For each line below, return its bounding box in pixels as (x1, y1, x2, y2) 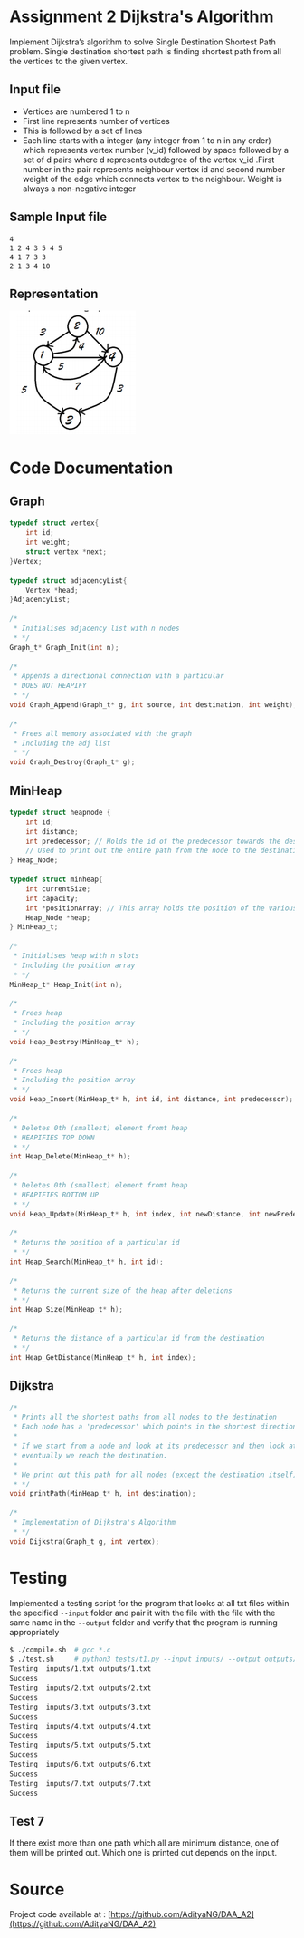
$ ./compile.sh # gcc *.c (9, 1645, 111, 1654)
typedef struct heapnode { (9, 808, 111, 817)
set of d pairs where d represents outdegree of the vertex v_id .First (22, 154, 275, 165)
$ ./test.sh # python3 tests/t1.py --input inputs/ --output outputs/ (9, 1654, 298, 1664)
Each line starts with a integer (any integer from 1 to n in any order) (22, 134, 271, 146)
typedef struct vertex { (9, 518, 100, 528)
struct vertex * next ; (25, 547, 107, 557)
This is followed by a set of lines (22, 125, 143, 136)
